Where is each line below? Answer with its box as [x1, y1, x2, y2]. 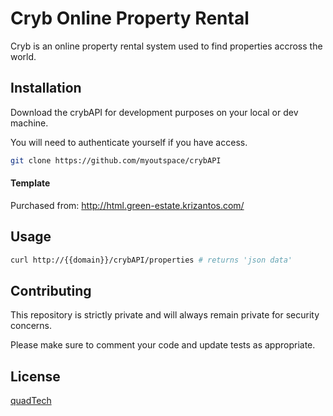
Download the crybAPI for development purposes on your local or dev [10, 106, 299, 118]
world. [10, 50, 37, 62]
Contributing [10, 282, 92, 299]
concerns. [10, 320, 53, 332]
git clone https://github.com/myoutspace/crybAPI [10, 155, 222, 166]
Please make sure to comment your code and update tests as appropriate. [10, 339, 316, 351]
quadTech [10, 395, 52, 407]
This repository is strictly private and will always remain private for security [10, 309, 320, 321]
